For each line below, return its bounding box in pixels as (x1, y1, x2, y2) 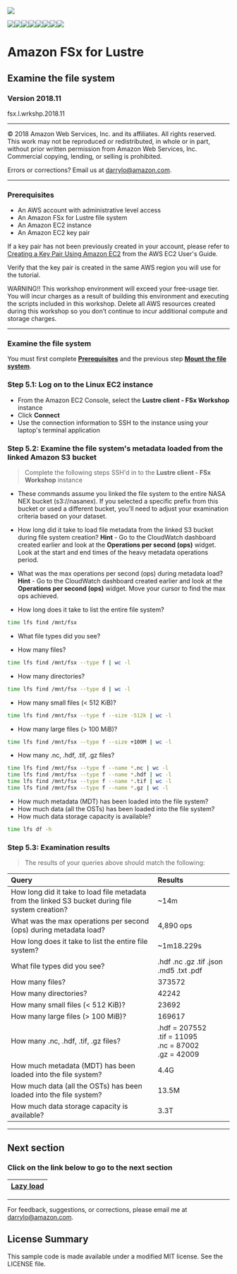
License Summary (7, 1233, 89, 1245)
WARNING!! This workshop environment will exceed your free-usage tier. (7, 284, 219, 293)
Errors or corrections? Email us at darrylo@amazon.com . (7, 166, 172, 174)
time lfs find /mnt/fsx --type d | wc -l (7, 685, 131, 693)
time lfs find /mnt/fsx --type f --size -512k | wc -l (7, 712, 172, 719)
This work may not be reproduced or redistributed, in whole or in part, (7, 137, 210, 145)
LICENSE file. (7, 1259, 46, 1268)
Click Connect (17, 411, 60, 419)
